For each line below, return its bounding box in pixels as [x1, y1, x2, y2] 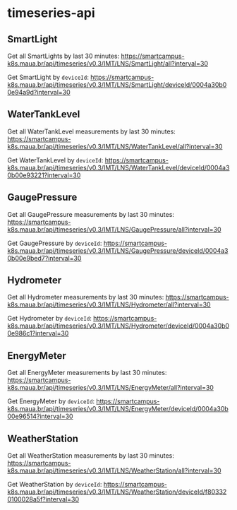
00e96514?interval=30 [7, 412, 73, 421]
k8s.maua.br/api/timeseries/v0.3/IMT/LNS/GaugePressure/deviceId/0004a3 [7, 246, 229, 255]
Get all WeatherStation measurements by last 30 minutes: [7, 451, 174, 460]
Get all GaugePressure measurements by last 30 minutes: [7, 210, 175, 218]
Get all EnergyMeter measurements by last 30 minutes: [7, 369, 167, 377]
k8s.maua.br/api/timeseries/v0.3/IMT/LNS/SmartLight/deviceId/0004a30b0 [7, 81, 227, 89]
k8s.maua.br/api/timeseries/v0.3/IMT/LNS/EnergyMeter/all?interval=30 [7, 384, 214, 392]
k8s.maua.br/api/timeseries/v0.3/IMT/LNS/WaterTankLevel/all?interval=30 [7, 142, 223, 150]
